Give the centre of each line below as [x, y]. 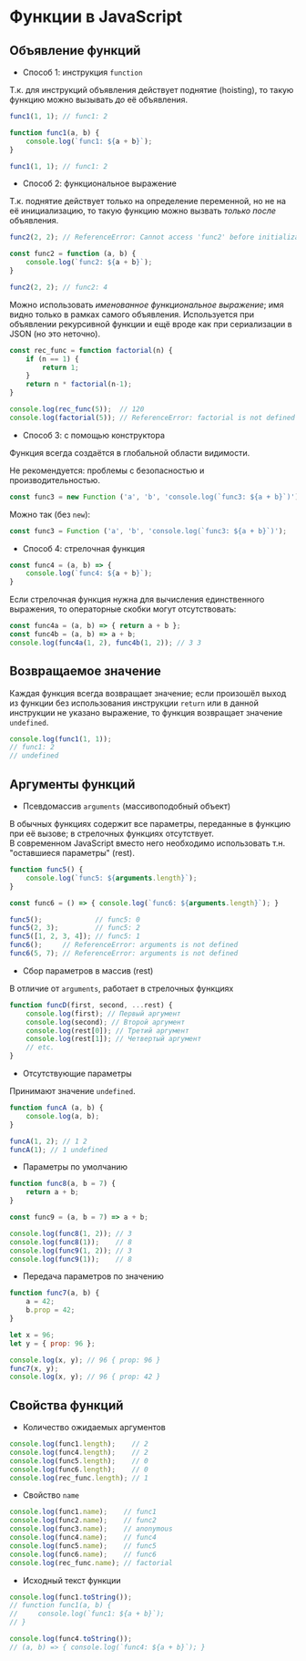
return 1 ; [61, 367]
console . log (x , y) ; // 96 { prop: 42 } [85, 1377]
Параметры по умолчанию [75, 1167]
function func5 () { [46, 870]
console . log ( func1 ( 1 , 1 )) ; [61, 739]
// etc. [40, 1047]
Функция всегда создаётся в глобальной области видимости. [130, 452]
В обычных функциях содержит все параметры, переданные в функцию [150, 824]
